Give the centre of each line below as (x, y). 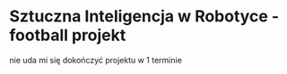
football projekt (68, 35)
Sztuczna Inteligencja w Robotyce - (144, 16)
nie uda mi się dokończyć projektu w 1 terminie (96, 60)
